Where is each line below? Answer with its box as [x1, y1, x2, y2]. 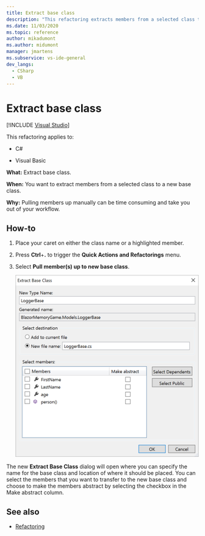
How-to [6, 223, 36, 233]
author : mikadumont [6, 35, 56, 42]
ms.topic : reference [6, 29, 59, 35]
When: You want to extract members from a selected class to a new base [6, 181, 191, 188]
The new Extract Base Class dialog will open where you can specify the [6, 463, 188, 470]
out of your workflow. [6, 205, 60, 213]
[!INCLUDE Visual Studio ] [6, 121, 70, 129]
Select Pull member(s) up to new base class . [15, 263, 130, 270]
